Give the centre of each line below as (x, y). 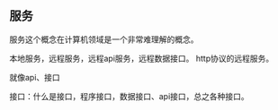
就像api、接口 (35, 77)
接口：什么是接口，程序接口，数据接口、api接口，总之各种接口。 (129, 96)
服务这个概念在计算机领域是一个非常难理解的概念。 (104, 39)
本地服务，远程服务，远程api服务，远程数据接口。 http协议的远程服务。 (142, 58)
